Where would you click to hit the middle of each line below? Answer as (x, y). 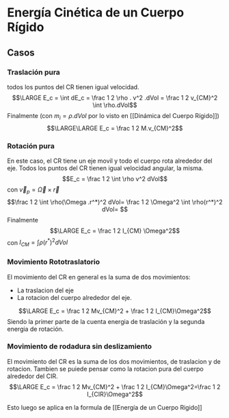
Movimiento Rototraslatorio (54, 262)
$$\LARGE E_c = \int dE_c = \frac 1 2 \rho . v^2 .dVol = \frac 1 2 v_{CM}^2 (115, 97)
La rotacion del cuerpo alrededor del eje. (74, 297)
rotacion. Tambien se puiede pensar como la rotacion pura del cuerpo (105, 369)
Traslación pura (33, 72)
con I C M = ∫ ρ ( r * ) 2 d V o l (38, 243)
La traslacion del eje (45, 290)
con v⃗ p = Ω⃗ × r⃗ (33, 190)
